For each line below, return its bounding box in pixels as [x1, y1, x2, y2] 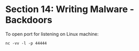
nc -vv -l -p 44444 [5, 40, 47, 46]
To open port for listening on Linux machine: [5, 31, 99, 37]
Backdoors [5, 14, 52, 26]
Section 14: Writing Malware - [5, 4, 134, 15]
